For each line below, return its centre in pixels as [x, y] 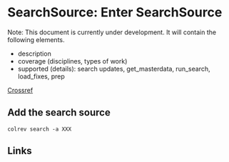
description [34, 54]
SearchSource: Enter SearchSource [115, 12]
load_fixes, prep [41, 76]
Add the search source [59, 112]
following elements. [36, 39]
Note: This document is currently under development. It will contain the [112, 32]
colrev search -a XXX [40, 129]
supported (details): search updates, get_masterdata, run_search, [114, 69]
